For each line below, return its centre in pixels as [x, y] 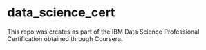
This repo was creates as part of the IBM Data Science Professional [103, 32]
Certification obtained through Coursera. [65, 38]
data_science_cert [61, 13]
